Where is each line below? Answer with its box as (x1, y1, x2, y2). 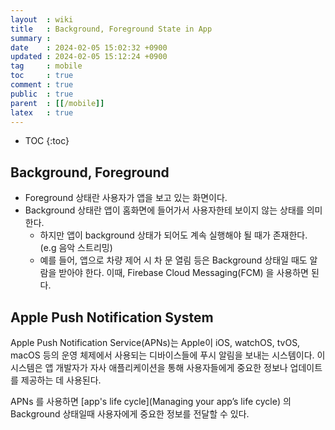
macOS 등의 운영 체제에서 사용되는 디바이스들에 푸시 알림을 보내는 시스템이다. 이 (10, 349, 326, 361)
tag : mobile (10, 61, 83, 71)
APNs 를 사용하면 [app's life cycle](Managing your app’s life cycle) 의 (10, 396, 292, 407)
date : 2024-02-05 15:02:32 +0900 (10, 42, 168, 53)
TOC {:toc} (24, 135, 70, 147)
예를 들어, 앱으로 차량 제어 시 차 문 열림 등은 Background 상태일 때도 (39, 254, 308, 266)
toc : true (10, 71, 74, 81)
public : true (10, 89, 74, 99)
